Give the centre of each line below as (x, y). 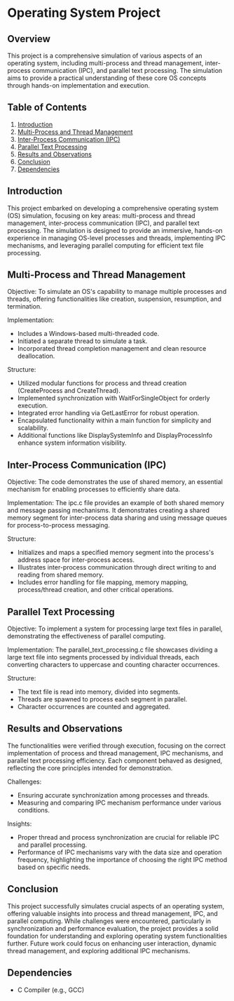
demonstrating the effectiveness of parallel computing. (87, 636)
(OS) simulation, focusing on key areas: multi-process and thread (101, 215)
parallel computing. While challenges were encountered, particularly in (109, 921)
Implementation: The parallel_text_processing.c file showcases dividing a (113, 650)
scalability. (33, 428)
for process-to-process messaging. (58, 525)
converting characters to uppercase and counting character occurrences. (113, 665)
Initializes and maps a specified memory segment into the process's (116, 553)
